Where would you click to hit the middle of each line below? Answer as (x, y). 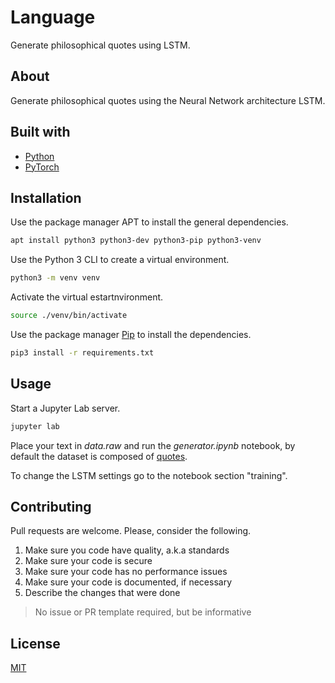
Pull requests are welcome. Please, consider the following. (131, 531)
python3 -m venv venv (55, 278)
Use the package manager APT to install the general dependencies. (149, 222)
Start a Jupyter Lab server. (65, 408)
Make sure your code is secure (88, 561)
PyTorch (42, 167)
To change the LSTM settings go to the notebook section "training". (149, 475)
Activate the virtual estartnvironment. (87, 297)
